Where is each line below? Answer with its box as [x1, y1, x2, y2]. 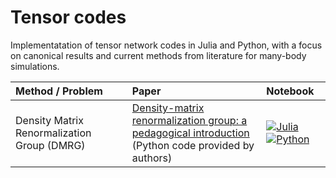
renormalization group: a [131, 113, 248, 127]
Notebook [266, 84, 315, 98]
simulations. [10, 60, 60, 72]
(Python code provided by [131, 138, 255, 152]
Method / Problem [15, 84, 103, 98]
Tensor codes [10, 6, 127, 29]
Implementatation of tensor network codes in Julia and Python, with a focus [10, 39, 323, 51]
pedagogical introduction [131, 126, 250, 140]
